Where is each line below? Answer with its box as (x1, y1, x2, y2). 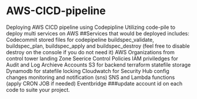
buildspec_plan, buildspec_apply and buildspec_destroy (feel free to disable (6, 42, 190, 49)
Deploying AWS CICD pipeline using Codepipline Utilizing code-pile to (6, 24, 175, 31)
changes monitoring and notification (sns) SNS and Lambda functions (6, 74, 175, 81)
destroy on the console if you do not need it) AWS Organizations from (6, 48, 175, 55)
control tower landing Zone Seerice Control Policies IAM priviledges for (6, 55, 178, 62)
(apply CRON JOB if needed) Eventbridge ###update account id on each (6, 80, 183, 87)
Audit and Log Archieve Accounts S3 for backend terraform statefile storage (6, 61, 191, 68)
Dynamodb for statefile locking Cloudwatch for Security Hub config (6, 67, 169, 74)
